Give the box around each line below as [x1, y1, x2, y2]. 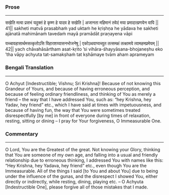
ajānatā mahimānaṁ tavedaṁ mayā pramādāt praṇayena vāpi [5, 31, 133, 37]
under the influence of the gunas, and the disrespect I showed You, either [5, 173, 158, 179]
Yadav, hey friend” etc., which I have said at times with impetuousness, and [5, 102, 162, 108]
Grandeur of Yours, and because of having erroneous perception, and [5, 86, 150, 92]
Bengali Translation [5, 64, 54, 71]
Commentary [5, 130, 39, 137]
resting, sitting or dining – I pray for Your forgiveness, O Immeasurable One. [5, 117, 162, 124]
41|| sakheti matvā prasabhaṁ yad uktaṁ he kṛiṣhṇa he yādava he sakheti [5, 25, 158, 31]
